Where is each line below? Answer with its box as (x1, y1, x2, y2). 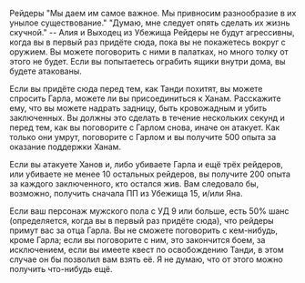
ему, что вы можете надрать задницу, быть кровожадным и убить (9, 103, 268, 113)
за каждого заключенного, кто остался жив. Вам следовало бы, (9, 178, 259, 189)
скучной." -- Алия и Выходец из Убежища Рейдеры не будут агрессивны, (9, 27, 295, 37)
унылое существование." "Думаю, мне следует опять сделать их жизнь (9, 17, 290, 28)
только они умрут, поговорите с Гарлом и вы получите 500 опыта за (9, 132, 277, 142)
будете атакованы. (9, 66, 82, 76)
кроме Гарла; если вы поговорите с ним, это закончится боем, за (9, 235, 266, 245)
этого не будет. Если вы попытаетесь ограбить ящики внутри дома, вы (9, 56, 286, 66)
